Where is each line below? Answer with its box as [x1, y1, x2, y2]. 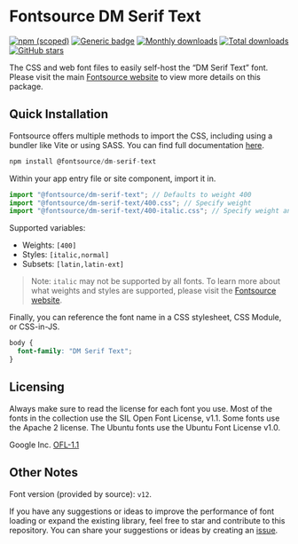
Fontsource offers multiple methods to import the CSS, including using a [9, 130, 273, 141]
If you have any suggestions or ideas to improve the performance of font [9, 506, 275, 516]
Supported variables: [9, 223, 86, 233]
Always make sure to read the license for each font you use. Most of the [9, 403, 273, 414]
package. [9, 81, 43, 91]
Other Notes [9, 465, 78, 480]
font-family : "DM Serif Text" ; [17, 347, 133, 356]
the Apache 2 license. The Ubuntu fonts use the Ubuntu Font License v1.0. [9, 422, 281, 432]
